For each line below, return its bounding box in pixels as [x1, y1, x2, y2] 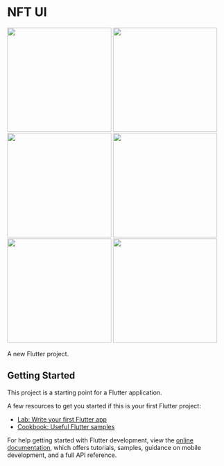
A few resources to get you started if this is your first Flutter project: [7, 401, 201, 410]
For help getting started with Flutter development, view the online [7, 435, 194, 444]
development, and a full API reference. [7, 451, 117, 459]
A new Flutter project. [7, 349, 69, 358]
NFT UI [7, 4, 47, 20]
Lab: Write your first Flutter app [17, 415, 107, 424]
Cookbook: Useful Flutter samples [17, 422, 115, 431]
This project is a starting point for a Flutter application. [7, 388, 162, 397]
